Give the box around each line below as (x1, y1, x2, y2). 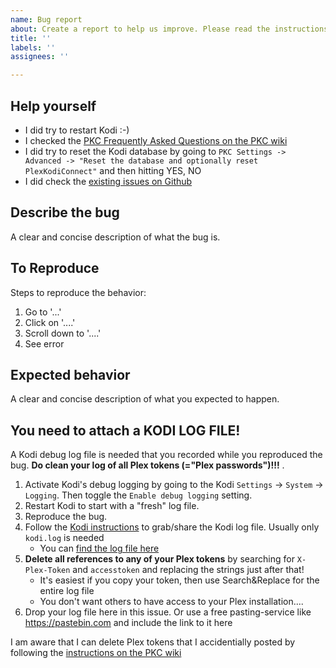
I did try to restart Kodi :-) (24, 124, 130, 136)
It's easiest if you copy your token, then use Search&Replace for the (39, 574, 320, 586)
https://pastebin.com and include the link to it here (24, 617, 233, 629)
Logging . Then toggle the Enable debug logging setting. (24, 489, 253, 501)
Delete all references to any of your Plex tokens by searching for (24, 553, 295, 565)
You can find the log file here (39, 542, 160, 555)
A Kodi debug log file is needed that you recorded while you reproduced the (10, 449, 323, 461)
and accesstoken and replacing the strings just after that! (72, 564, 305, 576)
